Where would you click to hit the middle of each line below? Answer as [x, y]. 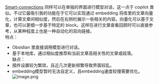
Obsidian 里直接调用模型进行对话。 [47, 47]
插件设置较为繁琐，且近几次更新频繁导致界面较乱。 [63, 65]
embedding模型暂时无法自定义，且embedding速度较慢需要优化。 [77, 71]
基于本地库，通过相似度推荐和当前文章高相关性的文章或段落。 [74, 53]
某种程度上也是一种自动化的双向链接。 [56, 31]
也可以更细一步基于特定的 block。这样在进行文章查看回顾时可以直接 [81, 25]
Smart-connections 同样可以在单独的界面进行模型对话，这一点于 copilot [77, 7]
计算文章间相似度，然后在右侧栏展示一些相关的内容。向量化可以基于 [81, 19]
